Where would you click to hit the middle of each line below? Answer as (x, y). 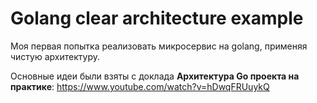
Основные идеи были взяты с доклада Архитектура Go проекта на (155, 76)
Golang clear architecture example (157, 18)
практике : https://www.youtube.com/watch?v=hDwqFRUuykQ (140, 86)
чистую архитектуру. (55, 56)
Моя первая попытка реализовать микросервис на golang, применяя (159, 46)
